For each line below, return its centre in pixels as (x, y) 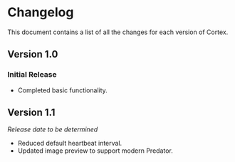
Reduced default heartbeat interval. (70, 144)
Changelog (41, 12)
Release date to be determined (53, 129)
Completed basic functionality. (63, 90)
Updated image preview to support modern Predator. (95, 151)
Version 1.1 (31, 113)
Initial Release (32, 75)
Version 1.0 (33, 54)
